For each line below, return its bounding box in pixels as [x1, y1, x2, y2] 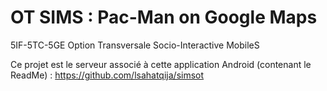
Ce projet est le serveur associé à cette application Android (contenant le [10, 58, 312, 70]
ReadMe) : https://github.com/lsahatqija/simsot [10, 69, 205, 81]
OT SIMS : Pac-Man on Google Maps [10, 6, 318, 29]
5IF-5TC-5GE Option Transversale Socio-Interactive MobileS [10, 39, 260, 51]
